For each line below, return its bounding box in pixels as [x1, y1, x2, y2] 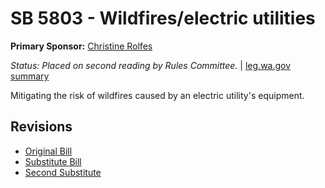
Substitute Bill [24, 155, 82, 167]
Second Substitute [24, 166, 102, 178]
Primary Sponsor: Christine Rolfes [10, 40, 153, 52]
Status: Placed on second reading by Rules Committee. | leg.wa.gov [10, 59, 292, 71]
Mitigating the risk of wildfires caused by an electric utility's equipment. [10, 89, 305, 101]
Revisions [10, 118, 73, 136]
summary [10, 70, 50, 82]
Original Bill [24, 145, 73, 157]
